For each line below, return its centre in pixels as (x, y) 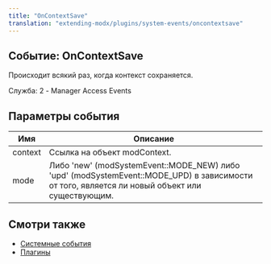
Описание (154, 139)
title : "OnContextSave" (48, 16)
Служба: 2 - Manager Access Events (70, 91)
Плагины (35, 252)
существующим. (81, 196)
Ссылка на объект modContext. (110, 152)
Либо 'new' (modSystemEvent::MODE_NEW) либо (144, 166)
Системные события (55, 243)
